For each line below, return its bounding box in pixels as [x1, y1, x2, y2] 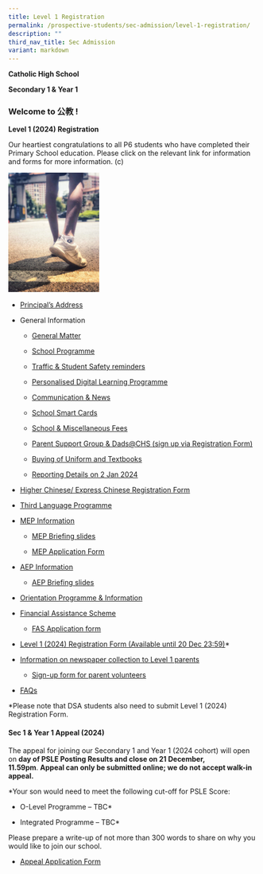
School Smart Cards [31, 408, 98, 418]
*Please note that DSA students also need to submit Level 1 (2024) [8, 701, 227, 711]
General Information [19, 315, 86, 326]
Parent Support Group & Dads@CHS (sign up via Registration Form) [31, 439, 253, 449]
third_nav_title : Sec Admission [8, 38, 115, 46]
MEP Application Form [31, 547, 105, 556]
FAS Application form [31, 624, 102, 634]
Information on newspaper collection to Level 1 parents [19, 655, 200, 665]
